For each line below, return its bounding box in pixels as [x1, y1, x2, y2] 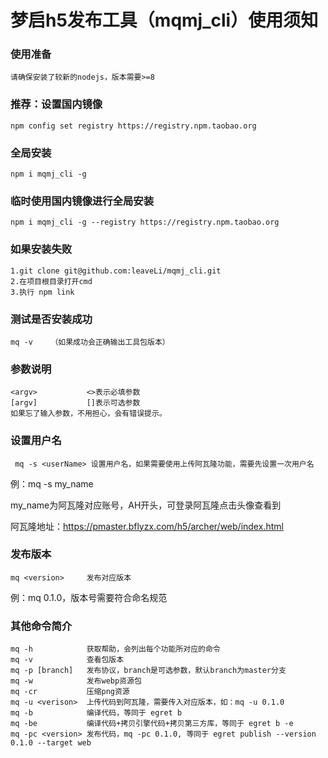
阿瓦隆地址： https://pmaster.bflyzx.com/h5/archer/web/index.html [10, 520, 284, 532]
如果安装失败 [10, 242, 73, 256]
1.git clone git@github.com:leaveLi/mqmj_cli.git [10, 266, 222, 276]
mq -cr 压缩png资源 [10, 687, 130, 697]
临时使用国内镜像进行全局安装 [10, 194, 155, 208]
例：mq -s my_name [10, 477, 94, 490]
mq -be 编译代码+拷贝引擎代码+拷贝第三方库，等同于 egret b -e [10, 719, 294, 729]
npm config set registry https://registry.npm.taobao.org [10, 121, 257, 131]
